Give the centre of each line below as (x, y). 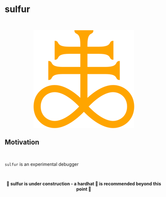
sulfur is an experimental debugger (42, 164)
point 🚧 (84, 189)
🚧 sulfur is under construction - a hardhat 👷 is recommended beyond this (84, 183)
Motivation (22, 142)
